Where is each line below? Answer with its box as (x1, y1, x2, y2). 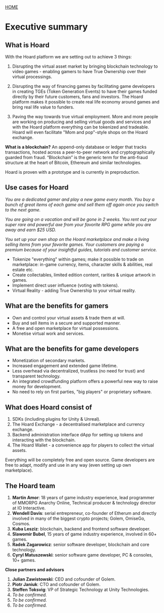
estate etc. (12, 267, 34, 272)
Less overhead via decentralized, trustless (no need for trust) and (12, 368, 145, 374)
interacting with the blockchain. (12, 437, 76, 443)
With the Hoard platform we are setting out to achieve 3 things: (5, 54, 132, 59)
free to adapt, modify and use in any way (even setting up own (5, 462, 131, 468)
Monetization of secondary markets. (12, 358, 86, 364)
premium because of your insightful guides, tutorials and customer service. (5, 246, 158, 252)
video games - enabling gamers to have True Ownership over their (12, 69, 147, 74)
